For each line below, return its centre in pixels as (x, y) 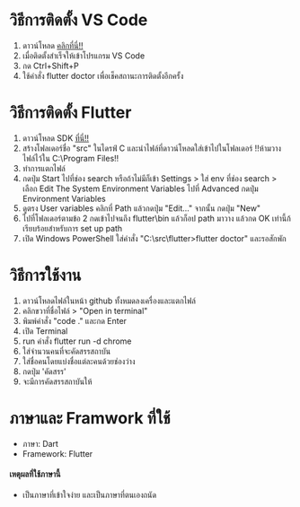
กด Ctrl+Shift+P (50, 66)
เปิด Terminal (45, 331)
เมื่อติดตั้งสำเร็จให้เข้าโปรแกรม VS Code (84, 56)
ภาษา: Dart (40, 443)
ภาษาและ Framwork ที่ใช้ (90, 418)
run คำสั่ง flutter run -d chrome (77, 341)
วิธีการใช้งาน (45, 275)
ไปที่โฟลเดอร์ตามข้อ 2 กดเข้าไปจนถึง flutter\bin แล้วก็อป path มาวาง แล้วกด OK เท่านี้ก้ (157, 218)
